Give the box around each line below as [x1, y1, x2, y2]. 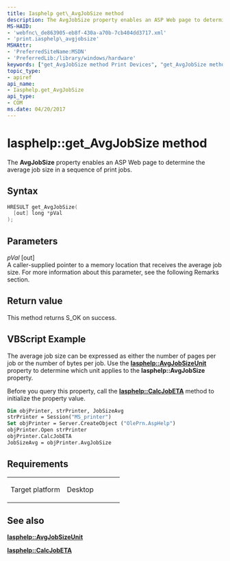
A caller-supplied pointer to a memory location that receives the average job [7, 260, 222, 268]
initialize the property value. [7, 394, 86, 402]
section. [7, 275, 30, 284]
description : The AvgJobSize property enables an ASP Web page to [7, 16, 201, 23]
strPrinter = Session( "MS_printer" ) [7, 413, 112, 421]
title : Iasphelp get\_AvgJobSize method [7, 10, 125, 17]
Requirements [7, 458, 68, 470]
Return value [7, 295, 63, 307]
